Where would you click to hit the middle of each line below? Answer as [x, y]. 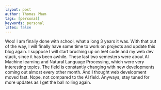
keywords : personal [25, 23]
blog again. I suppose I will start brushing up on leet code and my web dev [79, 52]
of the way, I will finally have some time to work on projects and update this [80, 46]
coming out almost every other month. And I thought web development [76, 72]
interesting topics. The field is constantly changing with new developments [80, 67]
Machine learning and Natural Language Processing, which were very [75, 62]
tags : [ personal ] [23, 18]
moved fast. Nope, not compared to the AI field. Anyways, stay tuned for [77, 77]
